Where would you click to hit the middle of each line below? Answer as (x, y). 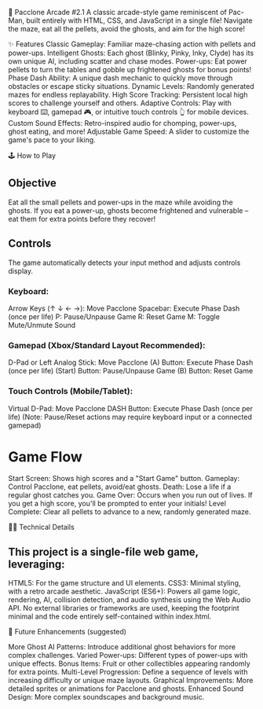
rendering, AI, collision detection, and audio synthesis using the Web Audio (130, 600)
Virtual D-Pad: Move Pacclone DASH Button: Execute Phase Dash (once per (131, 408)
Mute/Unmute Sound (42, 325)
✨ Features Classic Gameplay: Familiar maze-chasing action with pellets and (132, 44)
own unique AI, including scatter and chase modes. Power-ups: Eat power (128, 61)
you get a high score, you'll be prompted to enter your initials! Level (117, 504)
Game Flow (45, 457)
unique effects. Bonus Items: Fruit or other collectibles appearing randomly (130, 663)
